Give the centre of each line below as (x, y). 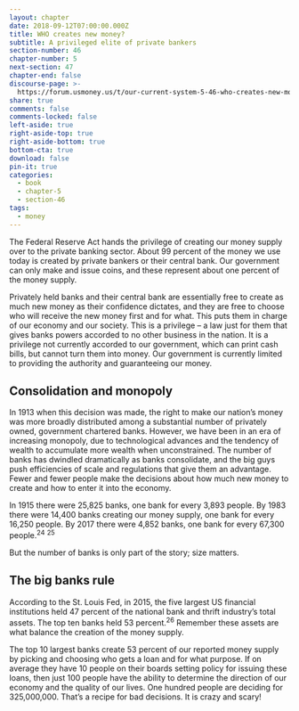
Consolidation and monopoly (91, 392)
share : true (31, 100)
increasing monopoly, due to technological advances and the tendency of (144, 441)
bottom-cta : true (41, 150)
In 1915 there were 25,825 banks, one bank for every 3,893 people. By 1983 (148, 505)
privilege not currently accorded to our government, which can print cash (144, 344)
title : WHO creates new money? (67, 34)
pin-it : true (33, 167)
